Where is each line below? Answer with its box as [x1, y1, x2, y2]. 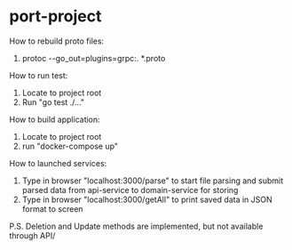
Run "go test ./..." [21, 96, 85, 108]
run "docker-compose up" [21, 141, 118, 151]
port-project [9, 6, 102, 27]
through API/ [9, 230, 56, 241]
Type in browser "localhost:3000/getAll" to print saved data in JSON [21, 194, 272, 205]
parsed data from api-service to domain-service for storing [21, 184, 239, 195]
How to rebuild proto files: [9, 36, 105, 46]
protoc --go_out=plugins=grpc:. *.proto [21, 52, 166, 63]
